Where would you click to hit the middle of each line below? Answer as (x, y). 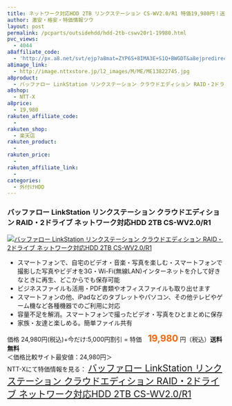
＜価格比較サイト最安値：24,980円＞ (60, 357)
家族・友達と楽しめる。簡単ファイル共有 (75, 322)
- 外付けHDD (29, 187)
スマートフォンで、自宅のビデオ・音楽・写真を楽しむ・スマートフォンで (120, 262)
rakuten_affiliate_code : (43, 116)
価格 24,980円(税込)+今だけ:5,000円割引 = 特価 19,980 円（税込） (109, 338)
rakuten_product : (32, 142)
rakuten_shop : (28, 129)
